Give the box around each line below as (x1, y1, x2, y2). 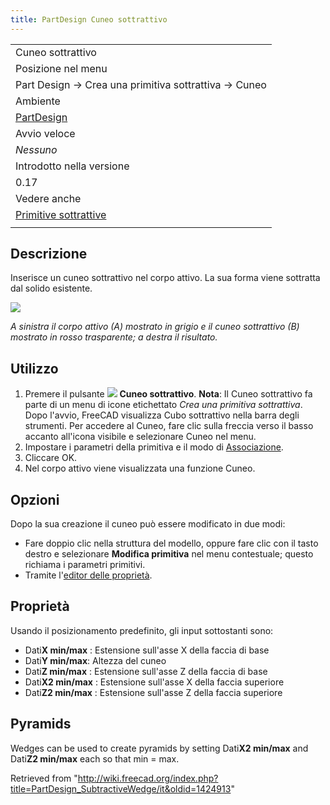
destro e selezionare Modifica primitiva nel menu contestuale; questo (24, 548, 314, 560)
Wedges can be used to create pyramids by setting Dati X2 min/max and (10, 742, 309, 754)
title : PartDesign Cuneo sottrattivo (10, 14, 168, 25)
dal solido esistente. (10, 282, 93, 295)
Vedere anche (15, 191, 82, 205)
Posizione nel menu (15, 61, 108, 75)
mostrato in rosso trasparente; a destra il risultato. (10, 331, 218, 343)
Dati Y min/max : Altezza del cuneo (24, 654, 167, 666)
